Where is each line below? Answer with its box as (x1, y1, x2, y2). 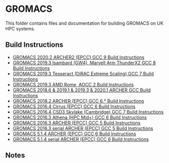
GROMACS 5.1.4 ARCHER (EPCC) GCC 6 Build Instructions (12, 131, 136, 137)
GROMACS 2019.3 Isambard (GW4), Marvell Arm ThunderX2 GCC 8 (12, 60, 156, 66)
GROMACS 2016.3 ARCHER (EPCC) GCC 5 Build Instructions (12, 119, 141, 126)
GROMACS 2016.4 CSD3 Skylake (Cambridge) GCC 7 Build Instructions (12, 108, 164, 115)
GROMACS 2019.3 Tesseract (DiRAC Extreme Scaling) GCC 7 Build (12, 70, 154, 77)
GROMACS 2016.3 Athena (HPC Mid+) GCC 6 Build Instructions (12, 114, 147, 120)
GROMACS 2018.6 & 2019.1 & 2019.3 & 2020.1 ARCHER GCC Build (12, 87, 151, 93)
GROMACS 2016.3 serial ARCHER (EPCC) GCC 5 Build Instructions (12, 125, 153, 131)
